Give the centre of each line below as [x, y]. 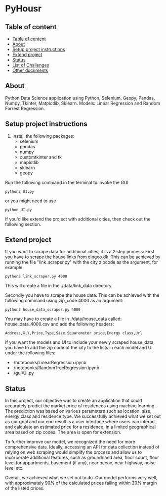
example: [14, 268]
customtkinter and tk [41, 157]
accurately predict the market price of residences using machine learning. [81, 406]
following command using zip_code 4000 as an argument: [64, 301]
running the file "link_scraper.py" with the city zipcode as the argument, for [82, 262]
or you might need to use [31, 201]
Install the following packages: [43, 136]
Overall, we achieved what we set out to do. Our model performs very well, [81, 478]
